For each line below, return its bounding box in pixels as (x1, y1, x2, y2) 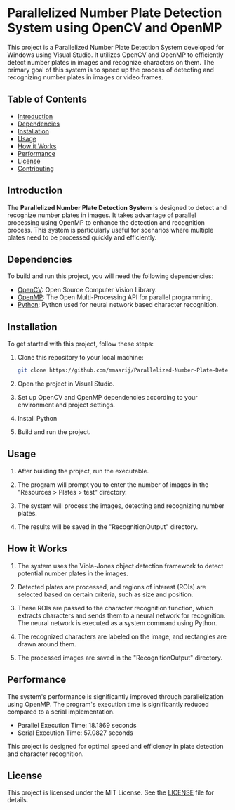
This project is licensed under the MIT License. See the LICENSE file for (7, 788, 215, 797)
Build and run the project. (17, 428, 91, 436)
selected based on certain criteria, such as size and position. (17, 590, 194, 599)
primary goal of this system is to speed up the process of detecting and (7, 65, 214, 74)
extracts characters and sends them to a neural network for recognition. (17, 611, 226, 620)
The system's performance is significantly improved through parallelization (7, 692, 224, 700)
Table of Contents (7, 93, 88, 105)
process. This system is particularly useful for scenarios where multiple (7, 226, 214, 234)
